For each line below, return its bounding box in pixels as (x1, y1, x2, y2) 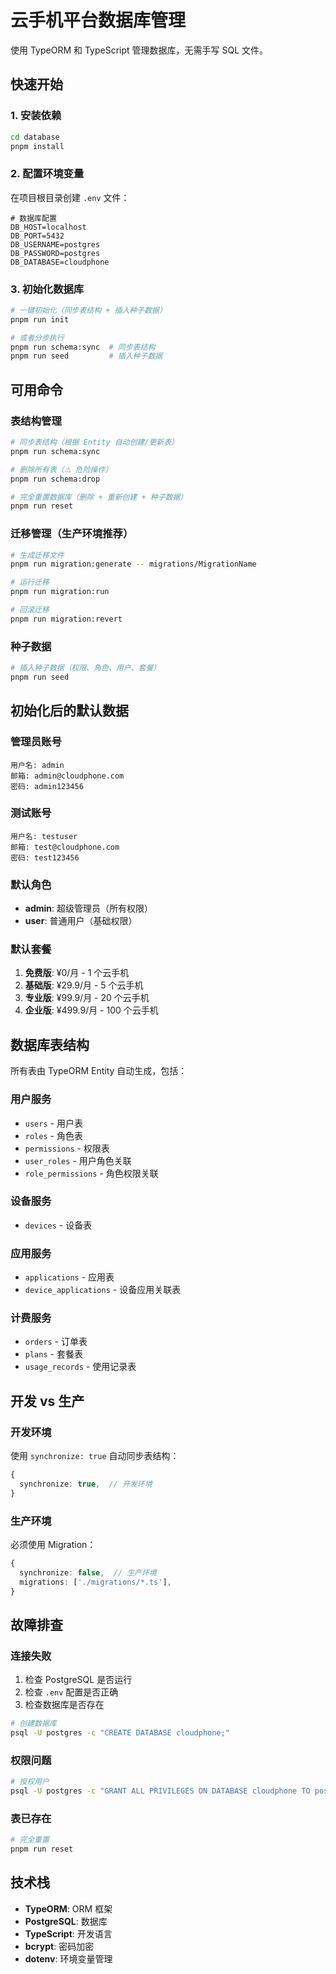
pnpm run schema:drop (10, 474, 101, 484)
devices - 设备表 (24, 1219, 93, 1231)
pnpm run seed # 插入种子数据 (10, 351, 163, 361)
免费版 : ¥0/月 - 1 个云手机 (24, 967, 130, 979)
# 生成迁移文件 (10, 550, 65, 560)
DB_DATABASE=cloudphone (10, 257, 110, 267)
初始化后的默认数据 (10, 702, 129, 720)
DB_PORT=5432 (10, 231, 65, 241)
